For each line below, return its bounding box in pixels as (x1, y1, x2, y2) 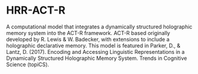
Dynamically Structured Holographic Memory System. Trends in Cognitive (6, 54, 187, 62)
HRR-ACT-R (6, 4, 66, 17)
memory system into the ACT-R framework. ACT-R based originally (6, 29, 171, 36)
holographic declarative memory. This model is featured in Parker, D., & (6, 42, 181, 49)
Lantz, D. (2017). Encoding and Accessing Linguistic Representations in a (6, 48, 185, 55)
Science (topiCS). (6, 60, 49, 68)
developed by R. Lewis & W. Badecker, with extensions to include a (6, 36, 170, 43)
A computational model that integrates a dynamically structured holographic (6, 23, 193, 30)
